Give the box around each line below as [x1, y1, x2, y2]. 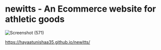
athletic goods [5, 14, 65, 25]
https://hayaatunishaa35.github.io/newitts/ [5, 39, 90, 45]
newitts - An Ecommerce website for [5, 3, 156, 15]
